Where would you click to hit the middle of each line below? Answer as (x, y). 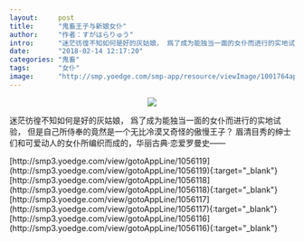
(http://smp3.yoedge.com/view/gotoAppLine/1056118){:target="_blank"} (144, 190)
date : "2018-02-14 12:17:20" (76, 51)
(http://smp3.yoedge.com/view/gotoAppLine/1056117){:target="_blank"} (143, 209)
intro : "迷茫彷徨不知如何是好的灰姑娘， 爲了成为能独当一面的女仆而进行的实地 (149, 43)
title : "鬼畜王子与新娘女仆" (68, 26)
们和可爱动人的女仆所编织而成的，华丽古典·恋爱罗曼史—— (118, 143)
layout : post (42, 18)
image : (22, 77)
